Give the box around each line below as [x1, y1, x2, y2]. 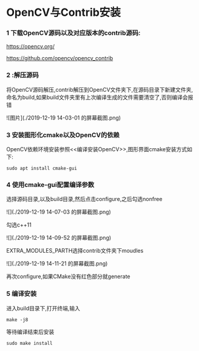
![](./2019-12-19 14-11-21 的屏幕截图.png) [6, 260, 108, 267]
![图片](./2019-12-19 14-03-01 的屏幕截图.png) [6, 114, 121, 121]
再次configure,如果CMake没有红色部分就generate [6, 273, 130, 280]
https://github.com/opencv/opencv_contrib [6, 55, 113, 62]
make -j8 [6, 316, 29, 322]
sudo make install [6, 340, 53, 346]
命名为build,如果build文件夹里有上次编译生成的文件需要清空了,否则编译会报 [6, 94, 194, 101]
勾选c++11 [6, 221, 32, 228]
